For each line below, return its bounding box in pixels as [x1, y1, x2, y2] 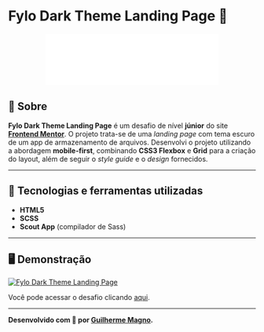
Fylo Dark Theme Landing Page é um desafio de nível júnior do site [8, 121, 229, 130]
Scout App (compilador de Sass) [19, 221, 126, 231]
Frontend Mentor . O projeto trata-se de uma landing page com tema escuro [8, 129, 255, 138]
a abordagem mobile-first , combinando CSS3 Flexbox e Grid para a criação [8, 145, 256, 155]
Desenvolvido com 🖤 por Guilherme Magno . [8, 316, 153, 325]
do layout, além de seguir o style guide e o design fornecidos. [8, 154, 208, 163]
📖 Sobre [8, 100, 48, 113]
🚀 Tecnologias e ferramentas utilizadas [8, 184, 203, 198]
